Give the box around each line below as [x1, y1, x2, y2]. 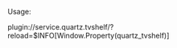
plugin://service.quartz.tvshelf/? [7, 22, 114, 31]
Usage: [7, 7, 31, 16]
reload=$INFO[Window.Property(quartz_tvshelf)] [7, 31, 170, 40]
